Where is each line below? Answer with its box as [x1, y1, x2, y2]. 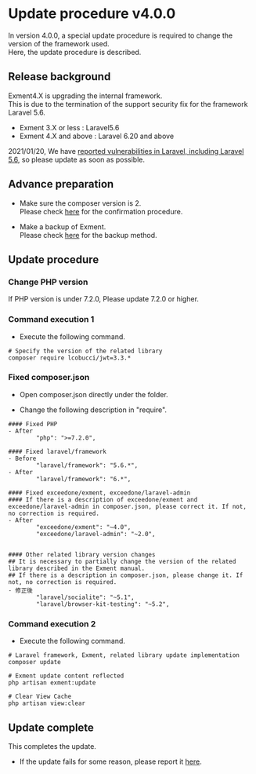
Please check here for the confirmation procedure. [19, 206, 183, 216]
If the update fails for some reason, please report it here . [19, 757, 202, 766]
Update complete [8, 721, 94, 734]
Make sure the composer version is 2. [19, 198, 142, 208]
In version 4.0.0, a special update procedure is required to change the [8, 31, 233, 40]
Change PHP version [8, 276, 88, 287]
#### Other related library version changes [8, 550, 156, 558]
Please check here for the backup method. [19, 230, 158, 239]
